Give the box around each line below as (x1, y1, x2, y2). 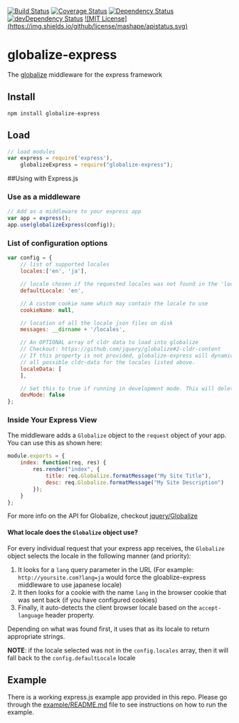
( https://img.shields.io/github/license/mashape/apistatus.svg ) (7, 22, 188, 30)
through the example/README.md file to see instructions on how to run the (7, 700, 228, 709)
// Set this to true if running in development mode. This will (20, 385, 215, 392)
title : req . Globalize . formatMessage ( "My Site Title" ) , (45, 472, 212, 480)
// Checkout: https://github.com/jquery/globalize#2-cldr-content (20, 345, 221, 353)
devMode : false (20, 392, 65, 399)
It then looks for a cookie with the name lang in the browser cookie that (17, 588, 227, 596)
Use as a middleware (7, 192, 80, 202)
